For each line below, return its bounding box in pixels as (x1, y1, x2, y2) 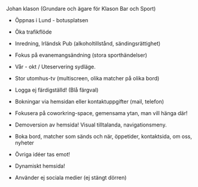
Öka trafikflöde (14, 28, 52, 35)
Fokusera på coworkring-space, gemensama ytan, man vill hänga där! (14, 110, 188, 116)
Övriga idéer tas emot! (14, 151, 71, 158)
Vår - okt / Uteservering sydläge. (14, 63, 96, 70)
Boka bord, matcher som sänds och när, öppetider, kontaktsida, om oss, (14, 133, 193, 140)
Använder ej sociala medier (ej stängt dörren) (14, 174, 127, 181)
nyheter (14, 139, 35, 146)
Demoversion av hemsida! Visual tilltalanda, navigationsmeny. (14, 121, 167, 128)
